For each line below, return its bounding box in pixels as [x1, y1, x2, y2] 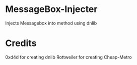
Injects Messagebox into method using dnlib [5, 20, 97, 26]
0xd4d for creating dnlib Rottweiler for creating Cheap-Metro [5, 54, 132, 60]
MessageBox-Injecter [5, 3, 98, 15]
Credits [5, 37, 37, 49]
